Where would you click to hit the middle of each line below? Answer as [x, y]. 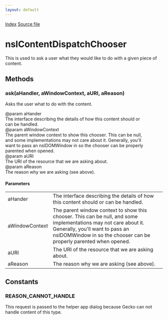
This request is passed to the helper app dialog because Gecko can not [79, 307]
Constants [22, 282]
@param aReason [23, 167]
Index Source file [22, 24]
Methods [19, 79]
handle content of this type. [34, 312]
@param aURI [19, 156]
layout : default [22, 10]
